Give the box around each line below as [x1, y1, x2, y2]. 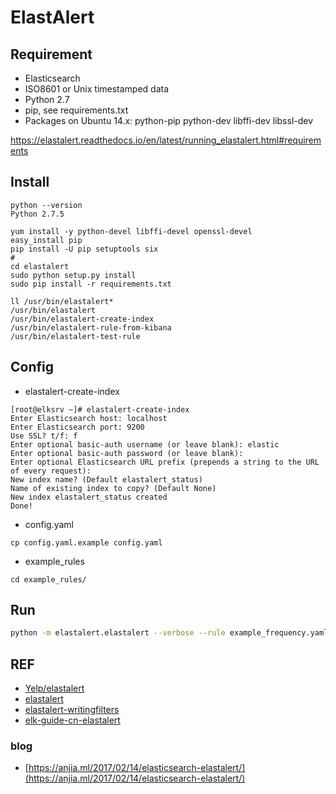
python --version [10, 200, 83, 210]
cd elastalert [10, 261, 70, 271]
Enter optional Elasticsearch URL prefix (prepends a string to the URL [10, 457, 320, 467]
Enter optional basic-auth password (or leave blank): [10, 448, 244, 458]
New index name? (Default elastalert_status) [10, 474, 203, 485]
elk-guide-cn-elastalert [24, 714, 121, 726]
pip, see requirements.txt [24, 104, 129, 116]
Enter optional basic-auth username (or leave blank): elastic [10, 439, 280, 450]
